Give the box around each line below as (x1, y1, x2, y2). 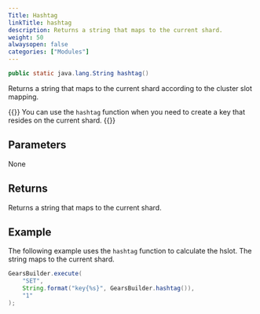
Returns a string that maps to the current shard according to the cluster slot (8, 83, 253, 93)
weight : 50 (8, 33, 44, 42)
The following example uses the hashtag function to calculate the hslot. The (8, 246, 252, 256)
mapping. (8, 92, 39, 101)
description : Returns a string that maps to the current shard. (8, 26, 223, 34)
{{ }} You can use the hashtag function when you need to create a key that (8, 107, 246, 116)
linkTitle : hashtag (8, 19, 72, 27)
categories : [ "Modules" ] (8, 48, 90, 56)
